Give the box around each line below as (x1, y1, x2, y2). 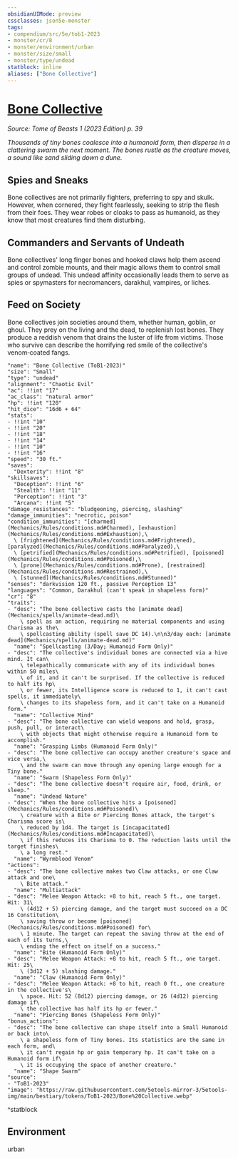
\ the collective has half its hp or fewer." (20, 1005, 158, 1012)
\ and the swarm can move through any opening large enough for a (20, 761, 222, 769)
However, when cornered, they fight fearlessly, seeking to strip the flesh (7, 201, 219, 209)
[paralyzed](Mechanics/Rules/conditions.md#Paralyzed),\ (7, 543, 180, 550)
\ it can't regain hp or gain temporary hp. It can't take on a (20, 1048, 215, 1056)
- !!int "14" (7, 437, 46, 444)
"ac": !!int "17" (7, 387, 59, 394)
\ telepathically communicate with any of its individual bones (20, 662, 215, 669)
